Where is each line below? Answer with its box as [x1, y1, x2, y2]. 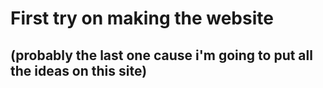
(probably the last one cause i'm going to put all [10, 47, 313, 64]
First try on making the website [10, 7, 274, 30]
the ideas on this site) [10, 62, 148, 79]
